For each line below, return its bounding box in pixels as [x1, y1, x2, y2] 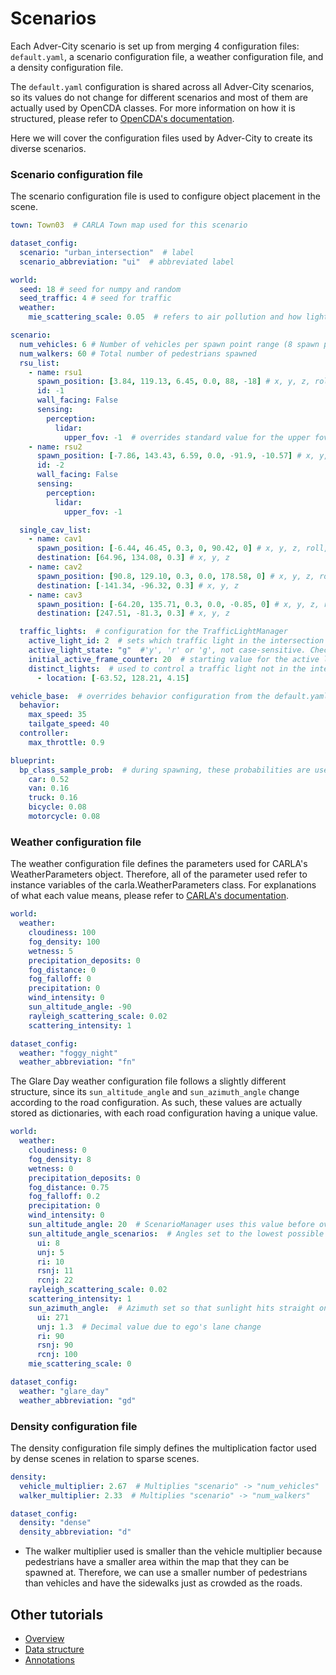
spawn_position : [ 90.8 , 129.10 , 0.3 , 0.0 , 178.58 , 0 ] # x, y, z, [36, 571, 316, 581]
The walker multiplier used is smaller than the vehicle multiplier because [24, 1545, 323, 1557]
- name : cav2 [28, 562, 83, 572]
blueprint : [10, 755, 56, 766]
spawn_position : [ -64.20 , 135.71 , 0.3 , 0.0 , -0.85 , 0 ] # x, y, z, [36, 599, 320, 609]
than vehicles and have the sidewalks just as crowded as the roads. [24, 1577, 303, 1589]
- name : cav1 [28, 534, 83, 544]
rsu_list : [19, 358, 60, 368]
